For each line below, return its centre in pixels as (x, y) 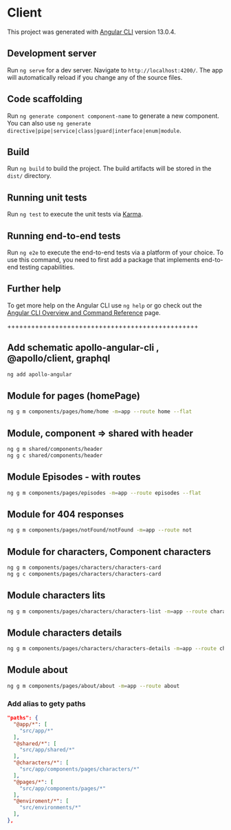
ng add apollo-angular (40, 374)
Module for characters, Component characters (109, 552)
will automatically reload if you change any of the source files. (95, 77)
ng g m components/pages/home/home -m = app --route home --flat (100, 412)
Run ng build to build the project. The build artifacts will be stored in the (109, 169)
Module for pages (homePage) (74, 395)
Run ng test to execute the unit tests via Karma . (75, 214)
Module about (38, 670)
